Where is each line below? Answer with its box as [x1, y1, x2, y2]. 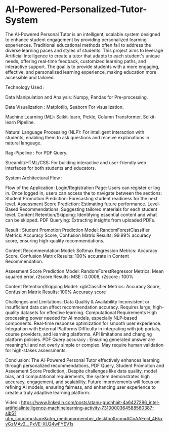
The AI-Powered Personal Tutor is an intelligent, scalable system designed [5, 31, 160, 37]
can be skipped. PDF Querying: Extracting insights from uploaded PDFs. [5, 217, 156, 223]
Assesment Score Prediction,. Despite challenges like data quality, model [5, 367, 157, 374]
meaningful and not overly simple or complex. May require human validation [5, 342, 164, 348]
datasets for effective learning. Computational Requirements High [20, 309, 157, 316]
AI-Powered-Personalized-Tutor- [5, 4, 147, 15]
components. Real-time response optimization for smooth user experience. [5, 320, 162, 326]
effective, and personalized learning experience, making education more [5, 69, 157, 75]
